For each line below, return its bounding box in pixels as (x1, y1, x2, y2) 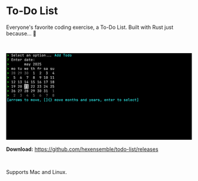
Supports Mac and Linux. (6, 169, 67, 176)
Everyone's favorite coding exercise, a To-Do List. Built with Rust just (6, 24, 174, 31)
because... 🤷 (6, 29, 37, 37)
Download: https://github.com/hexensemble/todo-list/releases (6, 146, 159, 153)
